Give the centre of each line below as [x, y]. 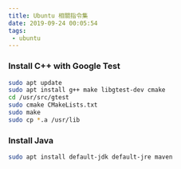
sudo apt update [35, 82]
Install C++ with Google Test [65, 66]
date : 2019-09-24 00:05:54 [53, 23]
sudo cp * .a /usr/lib [44, 120]
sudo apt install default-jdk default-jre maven [90, 157]
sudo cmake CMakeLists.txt [53, 105]
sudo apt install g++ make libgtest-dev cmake [87, 90]
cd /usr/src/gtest [39, 98]
